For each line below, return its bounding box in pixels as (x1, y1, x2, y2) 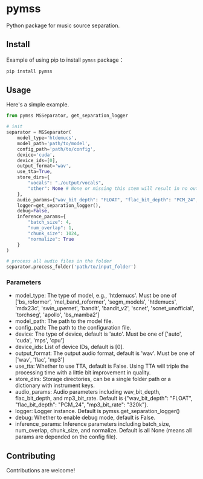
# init (6, 123, 23, 130)
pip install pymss (6, 68, 53, 74)
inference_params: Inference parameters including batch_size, (14, 420, 171, 428)
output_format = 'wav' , (17, 163, 71, 169)
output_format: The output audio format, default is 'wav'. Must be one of (14, 350, 195, 357)
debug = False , (17, 208, 50, 214)
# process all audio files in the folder (6, 258, 112, 264)
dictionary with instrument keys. (14, 382, 95, 389)
